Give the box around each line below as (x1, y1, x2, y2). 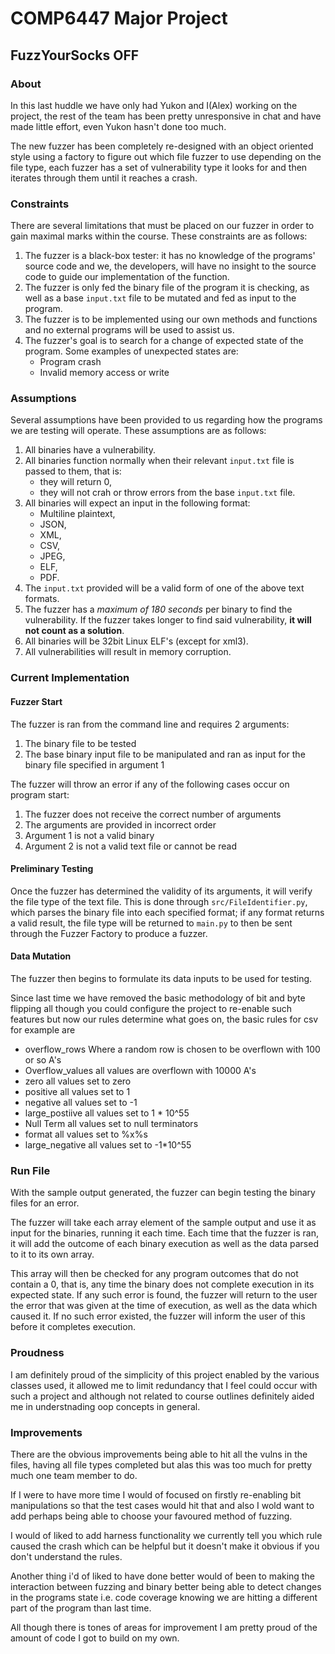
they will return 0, (39, 476, 112, 488)
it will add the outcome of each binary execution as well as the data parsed (10, 1238, 319, 1250)
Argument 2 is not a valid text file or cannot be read (24, 840, 237, 852)
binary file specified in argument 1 (24, 758, 165, 771)
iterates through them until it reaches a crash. (10, 172, 198, 184)
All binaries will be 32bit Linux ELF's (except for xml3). (24, 635, 249, 647)
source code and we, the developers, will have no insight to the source (24, 260, 317, 272)
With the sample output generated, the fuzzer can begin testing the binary (10, 1187, 316, 1199)
